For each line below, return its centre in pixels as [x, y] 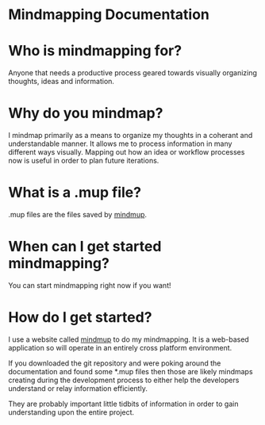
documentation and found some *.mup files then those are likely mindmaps [131, 371]
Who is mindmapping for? [95, 51]
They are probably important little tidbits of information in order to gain [123, 404]
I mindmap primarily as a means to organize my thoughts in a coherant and [131, 136]
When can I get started [85, 247]
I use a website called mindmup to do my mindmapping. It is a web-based [129, 339]
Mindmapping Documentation [109, 15]
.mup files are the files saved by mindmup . [78, 214]
